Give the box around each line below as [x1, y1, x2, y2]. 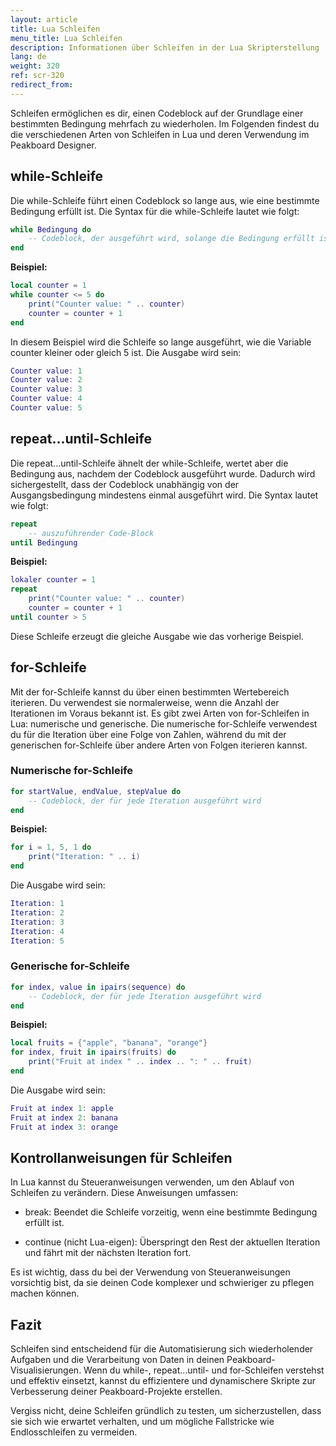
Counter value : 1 [10, 366, 83, 376]
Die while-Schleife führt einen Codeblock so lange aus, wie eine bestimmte [10, 194, 320, 206]
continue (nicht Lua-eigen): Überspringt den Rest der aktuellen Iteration [24, 1236, 321, 1248]
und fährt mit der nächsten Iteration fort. [24, 1247, 192, 1259]
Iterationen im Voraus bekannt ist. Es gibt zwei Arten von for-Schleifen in [10, 707, 310, 719]
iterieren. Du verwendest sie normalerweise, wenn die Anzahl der [10, 696, 280, 708]
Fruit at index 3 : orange [10, 1122, 118, 1132]
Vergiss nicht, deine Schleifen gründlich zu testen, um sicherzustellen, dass [10, 1405, 322, 1417]
